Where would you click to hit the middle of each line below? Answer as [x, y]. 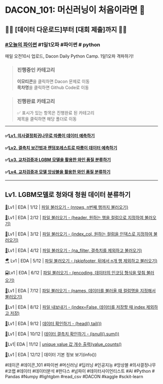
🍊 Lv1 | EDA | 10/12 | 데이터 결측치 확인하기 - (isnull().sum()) [62, 334]
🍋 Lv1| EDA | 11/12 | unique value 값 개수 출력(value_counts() [64, 345]
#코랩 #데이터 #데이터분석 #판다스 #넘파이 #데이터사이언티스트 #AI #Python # [80, 371]
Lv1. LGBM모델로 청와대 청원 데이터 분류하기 [68, 195]
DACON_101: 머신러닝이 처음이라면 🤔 [75, 10]
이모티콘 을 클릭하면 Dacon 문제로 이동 [53, 81]
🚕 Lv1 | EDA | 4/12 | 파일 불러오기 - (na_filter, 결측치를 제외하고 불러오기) [73, 250]
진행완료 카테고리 [36, 101]
